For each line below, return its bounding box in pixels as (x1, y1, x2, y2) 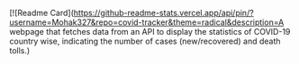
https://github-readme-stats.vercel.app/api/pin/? (73, 8, 254, 18)
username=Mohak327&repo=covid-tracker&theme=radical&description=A (9, 17, 285, 28)
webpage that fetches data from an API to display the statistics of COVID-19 (9, 27, 291, 36)
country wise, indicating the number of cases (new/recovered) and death (9, 36, 281, 46)
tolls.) (9, 45, 31, 56)
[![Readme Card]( (9, 8, 75, 18)
